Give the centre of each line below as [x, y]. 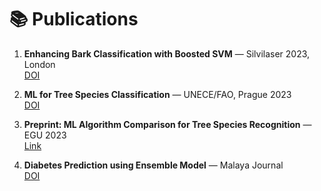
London [39, 64]
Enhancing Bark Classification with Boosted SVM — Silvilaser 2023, [167, 53]
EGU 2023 [45, 135]
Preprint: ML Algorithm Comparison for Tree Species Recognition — [167, 124]
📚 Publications [74, 19]
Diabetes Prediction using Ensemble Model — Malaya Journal [153, 165]
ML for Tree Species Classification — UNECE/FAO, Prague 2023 [157, 94]
